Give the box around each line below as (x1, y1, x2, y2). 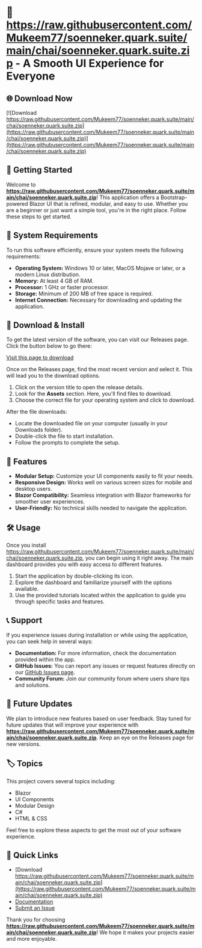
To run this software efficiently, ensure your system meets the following (6, 246, 184, 253)
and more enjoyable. (6, 935, 57, 943)
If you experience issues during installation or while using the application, (6, 631, 188, 638)
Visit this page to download (6, 354, 74, 362)
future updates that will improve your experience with (6, 721, 139, 728)
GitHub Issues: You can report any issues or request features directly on (14, 662, 195, 669)
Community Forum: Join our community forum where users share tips (14, 675, 190, 682)
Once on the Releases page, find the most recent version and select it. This (6, 366, 193, 373)
